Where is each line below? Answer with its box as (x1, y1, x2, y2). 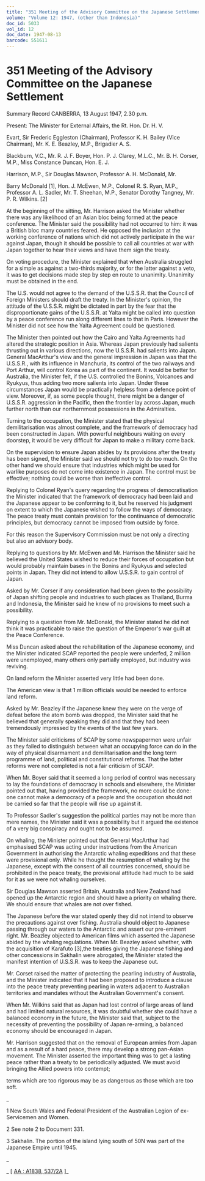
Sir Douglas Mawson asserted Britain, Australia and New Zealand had (6, 887, 181, 895)
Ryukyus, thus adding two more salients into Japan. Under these (6, 379, 169, 386)
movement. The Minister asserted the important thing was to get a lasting (6, 1052, 191, 1059)
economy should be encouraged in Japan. (6, 1027, 113, 1034)
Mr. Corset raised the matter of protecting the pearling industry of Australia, (6, 969, 196, 977)
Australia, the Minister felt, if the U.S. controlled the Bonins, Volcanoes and (6, 373, 194, 380)
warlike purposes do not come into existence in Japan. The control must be (6, 468, 196, 475)
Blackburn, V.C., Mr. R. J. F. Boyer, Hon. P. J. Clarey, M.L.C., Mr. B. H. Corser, (6, 152, 198, 159)
